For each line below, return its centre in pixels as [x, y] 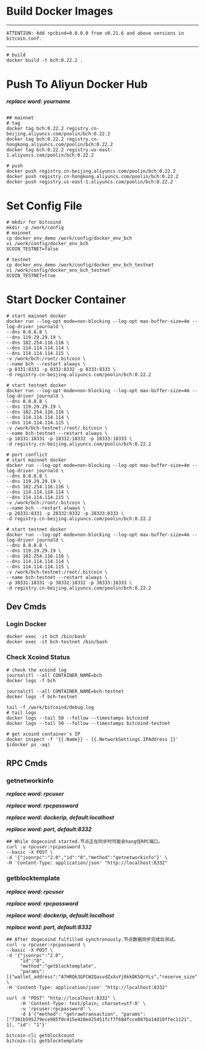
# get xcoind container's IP [43, 734]
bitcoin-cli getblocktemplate [45, 1041]
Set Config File [44, 206]
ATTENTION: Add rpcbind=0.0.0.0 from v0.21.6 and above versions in [95, 33]
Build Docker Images [60, 11]
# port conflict [27, 455]
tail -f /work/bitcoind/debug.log [50, 707]
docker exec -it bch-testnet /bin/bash [57, 642]
